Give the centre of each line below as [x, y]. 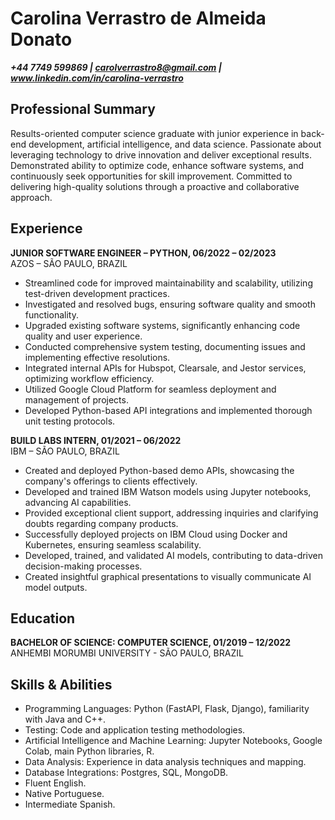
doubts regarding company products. [101, 523]
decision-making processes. [83, 566]
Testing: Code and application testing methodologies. [135, 730]
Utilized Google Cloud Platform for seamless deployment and [150, 389]
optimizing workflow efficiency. [89, 378]
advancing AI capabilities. [78, 502]
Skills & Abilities [61, 684]
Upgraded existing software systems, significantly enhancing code [162, 325]
